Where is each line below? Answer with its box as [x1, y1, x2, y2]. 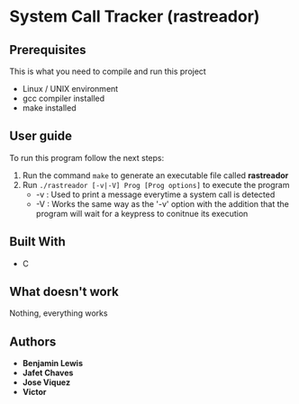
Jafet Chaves [22, 367, 74, 379]
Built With [9, 234, 66, 249]
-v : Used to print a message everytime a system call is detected [35, 189, 276, 200]
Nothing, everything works [9, 308, 108, 319]
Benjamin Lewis [22, 358, 84, 369]
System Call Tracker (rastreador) [9, 6, 260, 27]
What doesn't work [9, 284, 120, 300]
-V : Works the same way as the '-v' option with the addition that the [35, 198, 290, 209]
